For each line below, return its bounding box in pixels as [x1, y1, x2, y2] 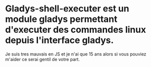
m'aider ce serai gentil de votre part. [5, 56, 80, 62]
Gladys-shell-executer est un [5, 3, 130, 14]
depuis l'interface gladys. [5, 35, 114, 46]
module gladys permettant [5, 13, 118, 25]
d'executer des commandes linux [5, 24, 146, 35]
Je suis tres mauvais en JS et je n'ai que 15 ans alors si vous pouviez [5, 51, 147, 57]
